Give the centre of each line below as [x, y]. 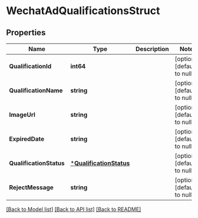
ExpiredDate [27, 139]
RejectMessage [32, 187]
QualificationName [36, 90]
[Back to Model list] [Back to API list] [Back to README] [74, 209]
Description [152, 49]
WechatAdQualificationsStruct [83, 11]
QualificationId [30, 66]
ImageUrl [22, 115]
